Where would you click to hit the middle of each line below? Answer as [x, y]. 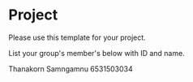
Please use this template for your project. [77, 37]
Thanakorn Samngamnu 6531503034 [71, 69]
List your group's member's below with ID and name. [96, 53]
